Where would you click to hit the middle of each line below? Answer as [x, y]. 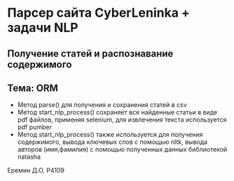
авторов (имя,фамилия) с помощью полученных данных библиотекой [122, 150]
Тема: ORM [33, 88]
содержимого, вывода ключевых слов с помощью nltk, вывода [112, 142]
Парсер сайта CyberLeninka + [99, 13]
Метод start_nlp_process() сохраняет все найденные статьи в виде [117, 113]
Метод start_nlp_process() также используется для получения [110, 135]
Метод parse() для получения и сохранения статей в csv [102, 105]
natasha [29, 157]
